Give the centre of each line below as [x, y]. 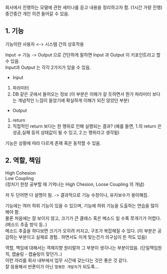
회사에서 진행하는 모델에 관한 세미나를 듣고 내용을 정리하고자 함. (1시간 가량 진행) [84, 7]
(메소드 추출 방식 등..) [26, 224]
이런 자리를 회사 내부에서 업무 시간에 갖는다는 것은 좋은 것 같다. [67, 260]
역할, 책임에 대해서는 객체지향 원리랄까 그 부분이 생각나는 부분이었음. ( [73, 247]
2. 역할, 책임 [23, 161]
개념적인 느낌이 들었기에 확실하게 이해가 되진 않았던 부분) [73, 100]
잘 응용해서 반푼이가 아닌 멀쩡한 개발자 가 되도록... [52, 266]
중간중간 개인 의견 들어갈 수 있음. [37, 14]
